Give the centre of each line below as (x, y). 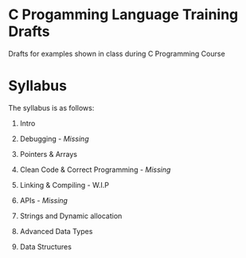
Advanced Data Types (56, 231)
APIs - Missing (43, 200)
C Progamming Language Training (123, 15)
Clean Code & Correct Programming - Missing (95, 170)
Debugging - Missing (54, 139)
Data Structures (45, 246)
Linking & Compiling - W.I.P (64, 185)
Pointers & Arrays (49, 154)
